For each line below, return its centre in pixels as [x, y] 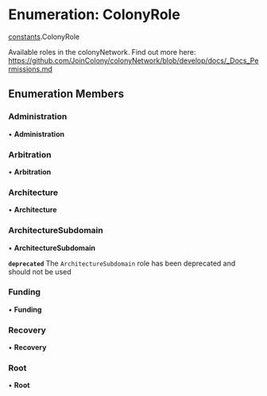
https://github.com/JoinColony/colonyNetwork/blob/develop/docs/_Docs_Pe [133, 60]
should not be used [40, 271]
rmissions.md [31, 68]
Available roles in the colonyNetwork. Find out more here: [102, 52]
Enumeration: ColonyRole [94, 15]
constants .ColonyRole [44, 37]
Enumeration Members [66, 94]
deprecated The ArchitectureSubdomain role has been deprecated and [122, 263]
